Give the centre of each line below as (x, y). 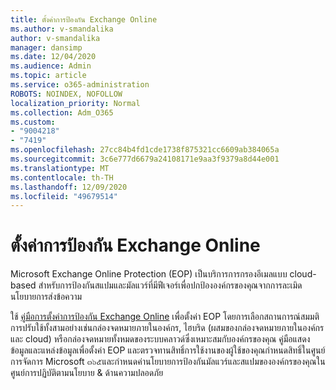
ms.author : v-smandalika (62, 29)
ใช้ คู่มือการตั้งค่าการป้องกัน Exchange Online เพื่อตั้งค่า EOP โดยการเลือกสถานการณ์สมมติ (165, 317)
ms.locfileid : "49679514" (64, 196)
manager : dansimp (46, 47)
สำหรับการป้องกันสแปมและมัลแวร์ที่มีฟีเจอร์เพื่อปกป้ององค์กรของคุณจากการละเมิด (170, 285)
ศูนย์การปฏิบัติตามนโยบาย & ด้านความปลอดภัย (87, 373)
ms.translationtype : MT (60, 168)
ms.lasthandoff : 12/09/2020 (69, 187)
